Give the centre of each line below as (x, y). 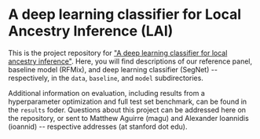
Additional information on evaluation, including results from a (107, 93)
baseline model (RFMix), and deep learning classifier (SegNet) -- (113, 69)
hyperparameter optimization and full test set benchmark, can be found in (128, 101)
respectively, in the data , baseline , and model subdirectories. (106, 78)
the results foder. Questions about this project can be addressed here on (127, 110)
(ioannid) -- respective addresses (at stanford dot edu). (98, 126)
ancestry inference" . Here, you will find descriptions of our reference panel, (130, 61)
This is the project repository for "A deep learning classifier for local (118, 53)
